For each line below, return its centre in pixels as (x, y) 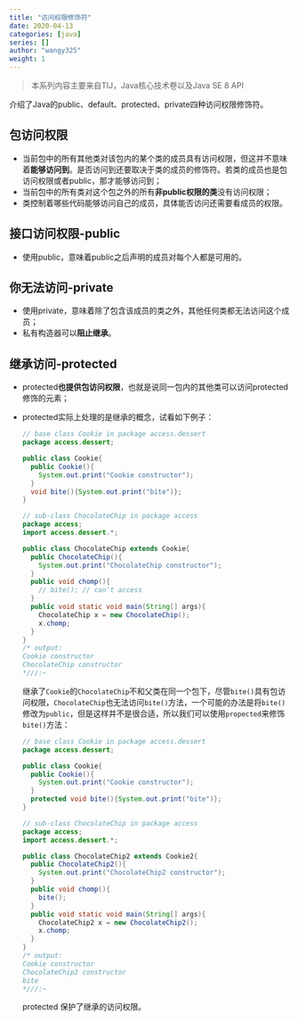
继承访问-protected (63, 363)
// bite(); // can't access (90, 590)
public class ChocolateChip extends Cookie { (106, 548)
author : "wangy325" (45, 51)
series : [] (29, 42)
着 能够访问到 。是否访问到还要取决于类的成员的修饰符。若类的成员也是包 (154, 169)
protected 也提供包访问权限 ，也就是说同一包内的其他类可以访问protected (155, 387)
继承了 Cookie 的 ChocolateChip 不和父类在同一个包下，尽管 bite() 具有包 (150, 691)
